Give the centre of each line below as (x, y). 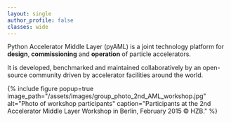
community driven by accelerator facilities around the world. (116, 75)
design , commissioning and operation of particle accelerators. (99, 54)
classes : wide (28, 27)
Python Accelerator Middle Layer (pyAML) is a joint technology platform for (116, 47)
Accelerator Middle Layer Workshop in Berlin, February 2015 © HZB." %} (113, 111)
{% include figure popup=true (51, 89)
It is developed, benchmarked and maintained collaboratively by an (104, 68)
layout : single (29, 14)
